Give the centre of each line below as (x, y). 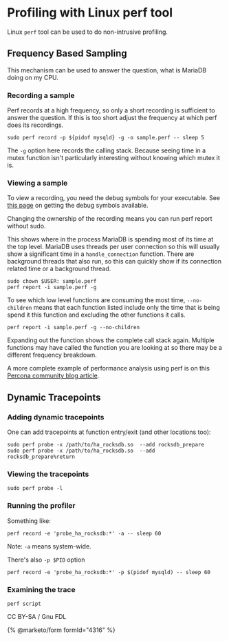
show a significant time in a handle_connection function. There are (101, 254)
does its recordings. (35, 125)
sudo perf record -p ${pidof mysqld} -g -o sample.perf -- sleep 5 (106, 138)
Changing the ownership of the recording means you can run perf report (110, 219)
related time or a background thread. (59, 269)
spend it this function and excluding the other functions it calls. (96, 315)
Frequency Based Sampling (67, 53)
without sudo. (26, 226)
